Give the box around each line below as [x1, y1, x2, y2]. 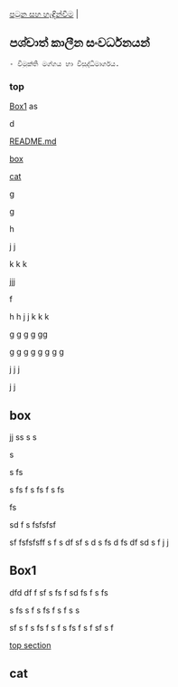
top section [9, 639, 52, 651]
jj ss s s [9, 431, 38, 443]
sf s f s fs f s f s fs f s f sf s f [9, 622, 115, 633]
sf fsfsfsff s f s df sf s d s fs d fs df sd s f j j [9, 537, 169, 548]
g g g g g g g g [9, 347, 65, 358]
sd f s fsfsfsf [9, 519, 57, 530]
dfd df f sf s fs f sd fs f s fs [9, 587, 108, 597]
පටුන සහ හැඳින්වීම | [9, 9, 80, 19]
